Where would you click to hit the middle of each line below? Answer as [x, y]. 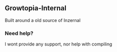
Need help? [19, 33]
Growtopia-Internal [36, 8]
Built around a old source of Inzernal [43, 20]
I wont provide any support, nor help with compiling [58, 44]
